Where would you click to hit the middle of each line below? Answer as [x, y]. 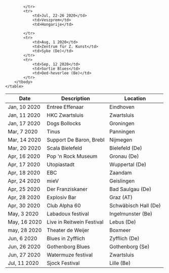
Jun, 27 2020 [24, 255]
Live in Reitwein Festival [75, 222]
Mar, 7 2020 [23, 131]
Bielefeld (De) [126, 148]
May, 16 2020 [25, 222]
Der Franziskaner [67, 189]
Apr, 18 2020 [24, 172]
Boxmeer [120, 230]
